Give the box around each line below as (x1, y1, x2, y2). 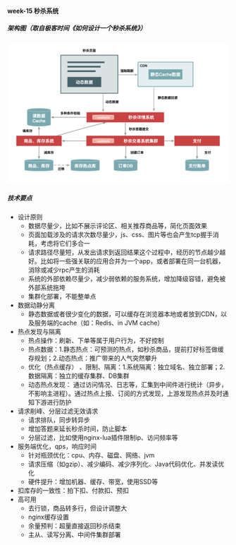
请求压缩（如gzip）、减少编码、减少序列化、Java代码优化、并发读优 (27, 460, 225, 469)
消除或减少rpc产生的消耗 (27, 265, 100, 275)
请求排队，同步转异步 (27, 416, 90, 424)
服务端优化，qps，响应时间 (17, 442, 97, 451)
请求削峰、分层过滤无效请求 (17, 407, 99, 416)
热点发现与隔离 (17, 328, 61, 336)
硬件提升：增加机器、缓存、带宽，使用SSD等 (27, 477, 159, 486)
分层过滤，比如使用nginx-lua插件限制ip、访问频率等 (27, 433, 178, 442)
